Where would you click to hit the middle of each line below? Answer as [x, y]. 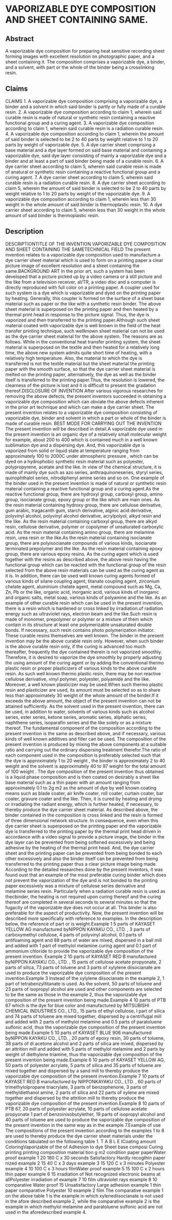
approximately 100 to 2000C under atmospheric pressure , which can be [82, 456]
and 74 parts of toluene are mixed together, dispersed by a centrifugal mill [83, 1016]
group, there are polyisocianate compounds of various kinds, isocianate [81, 543]
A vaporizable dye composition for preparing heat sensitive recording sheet [85, 51]
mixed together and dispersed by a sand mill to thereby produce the [77, 1071]
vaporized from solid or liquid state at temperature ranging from [72, 451]
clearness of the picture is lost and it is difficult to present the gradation [81, 385]
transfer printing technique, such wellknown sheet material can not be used [85, 331]
